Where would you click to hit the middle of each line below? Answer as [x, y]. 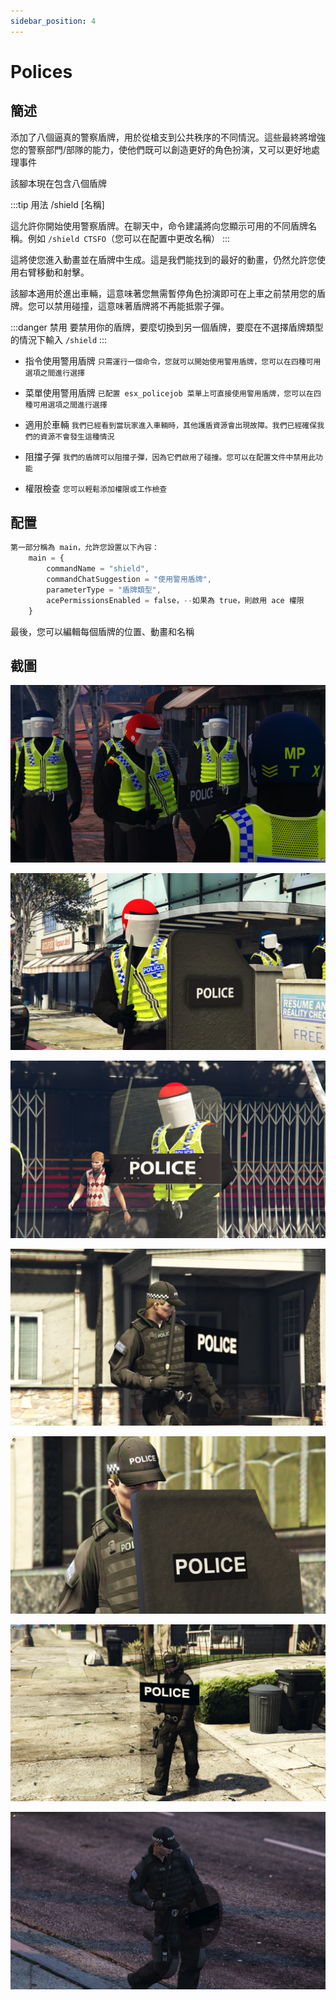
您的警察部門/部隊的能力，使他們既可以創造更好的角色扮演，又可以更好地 [161, 149]
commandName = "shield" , [98, 569]
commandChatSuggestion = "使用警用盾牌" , [129, 580]
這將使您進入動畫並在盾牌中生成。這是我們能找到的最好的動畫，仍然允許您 [163, 259]
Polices [41, 71]
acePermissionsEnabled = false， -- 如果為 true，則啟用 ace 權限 [175, 600]
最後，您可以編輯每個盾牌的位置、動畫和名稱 [102, 631]
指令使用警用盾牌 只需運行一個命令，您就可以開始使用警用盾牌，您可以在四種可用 [173, 361]
